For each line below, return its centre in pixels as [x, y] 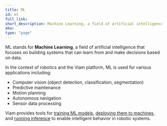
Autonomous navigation [37, 98]
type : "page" [19, 33]
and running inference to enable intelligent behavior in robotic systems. [78, 118]
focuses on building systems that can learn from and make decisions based [83, 52]
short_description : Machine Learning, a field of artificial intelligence [84, 24]
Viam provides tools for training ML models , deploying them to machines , [80, 113]
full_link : [16, 19]
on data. [14, 58]
